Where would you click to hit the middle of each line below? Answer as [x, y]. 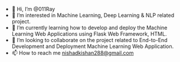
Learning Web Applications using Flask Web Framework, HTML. [89, 34]
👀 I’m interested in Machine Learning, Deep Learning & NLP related [93, 15]
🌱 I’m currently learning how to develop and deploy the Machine [89, 27]
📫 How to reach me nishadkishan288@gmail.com [73, 53]
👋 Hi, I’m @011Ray [33, 9]
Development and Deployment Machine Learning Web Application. [93, 46]
